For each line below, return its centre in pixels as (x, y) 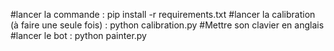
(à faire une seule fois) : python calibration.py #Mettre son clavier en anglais (167, 25)
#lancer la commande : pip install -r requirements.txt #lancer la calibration (163, 14)
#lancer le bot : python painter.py (78, 35)
